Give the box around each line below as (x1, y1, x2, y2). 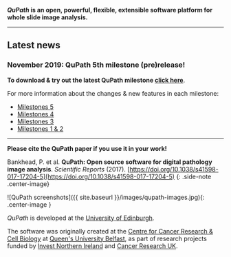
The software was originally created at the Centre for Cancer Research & (7, 227, 213, 235)
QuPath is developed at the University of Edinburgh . (7, 214, 155, 222)
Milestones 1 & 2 (16, 124, 64, 133)
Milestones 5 (16, 103, 54, 111)
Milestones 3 (16, 117, 54, 125)
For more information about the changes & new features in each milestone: (7, 89, 219, 97)
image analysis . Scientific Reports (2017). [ (7, 165, 130, 173)
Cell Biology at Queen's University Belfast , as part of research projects (7, 234, 208, 243)
